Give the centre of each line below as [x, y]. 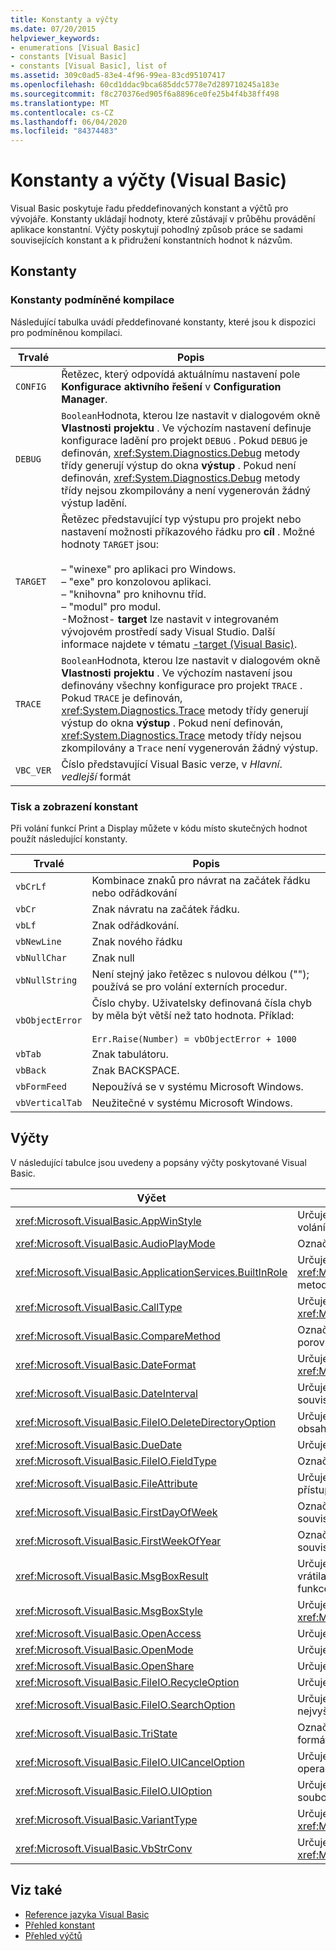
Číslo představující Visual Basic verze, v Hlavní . [172, 764]
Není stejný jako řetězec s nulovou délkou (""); [200, 974]
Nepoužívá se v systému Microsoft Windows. [197, 1087]
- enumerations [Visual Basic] [75, 47]
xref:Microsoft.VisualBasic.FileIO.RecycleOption [127, 1682]
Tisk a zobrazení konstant [74, 806]
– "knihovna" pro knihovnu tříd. [134, 594]
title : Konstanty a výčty [64, 19]
